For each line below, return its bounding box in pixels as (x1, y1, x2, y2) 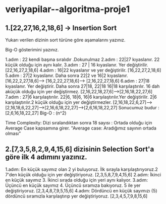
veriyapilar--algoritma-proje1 (5, 4, 130, 15)
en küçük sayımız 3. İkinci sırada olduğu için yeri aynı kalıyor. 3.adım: (5, 177, 148, 183)
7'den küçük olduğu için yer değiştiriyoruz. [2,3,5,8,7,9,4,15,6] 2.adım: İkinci (5, 171, 161, 177)
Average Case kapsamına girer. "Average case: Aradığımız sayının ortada (5, 125, 156, 131)
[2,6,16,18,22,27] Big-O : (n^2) (5, 110, 67, 116)
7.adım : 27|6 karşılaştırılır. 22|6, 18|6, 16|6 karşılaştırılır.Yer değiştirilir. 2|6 (5, 94, 157, 100)
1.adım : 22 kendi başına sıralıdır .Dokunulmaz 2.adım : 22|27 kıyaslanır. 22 (5, 56, 160, 62)
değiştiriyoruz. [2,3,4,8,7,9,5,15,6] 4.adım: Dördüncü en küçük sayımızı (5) (5, 187, 157, 193)
